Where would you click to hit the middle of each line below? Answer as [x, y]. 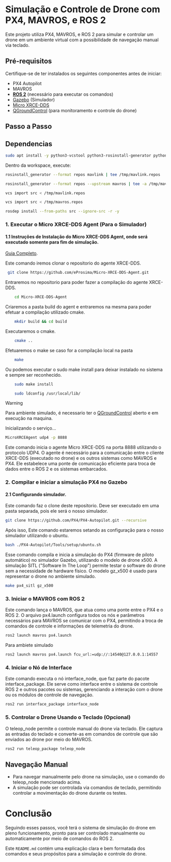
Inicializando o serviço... [31, 428]
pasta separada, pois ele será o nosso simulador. [57, 511]
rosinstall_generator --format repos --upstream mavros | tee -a [76, 184]
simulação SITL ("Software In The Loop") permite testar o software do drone [85, 566]
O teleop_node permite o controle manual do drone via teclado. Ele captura [84, 728]
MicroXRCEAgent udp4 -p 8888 [36, 438]
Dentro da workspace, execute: [38, 165]
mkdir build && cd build [41, 322]
